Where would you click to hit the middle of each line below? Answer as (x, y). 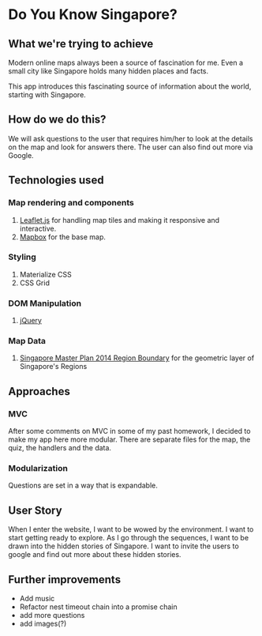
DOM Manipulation (45, 303)
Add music (37, 598)
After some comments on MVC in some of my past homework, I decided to (129, 431)
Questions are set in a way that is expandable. (83, 485)
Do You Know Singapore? (93, 15)
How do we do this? (57, 120)
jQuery (30, 321)
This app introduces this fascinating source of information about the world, (130, 86)
